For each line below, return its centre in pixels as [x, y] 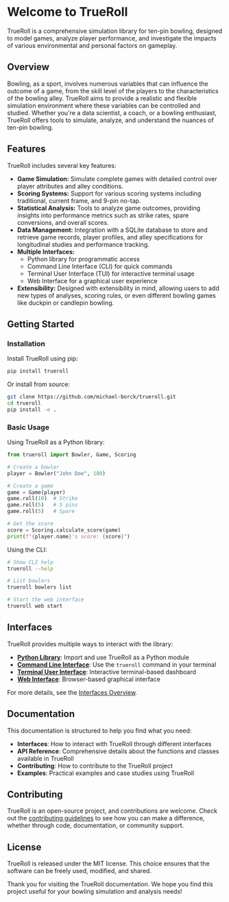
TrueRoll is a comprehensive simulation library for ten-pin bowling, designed [115, 31]
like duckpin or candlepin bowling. [65, 302]
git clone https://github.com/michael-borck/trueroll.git [92, 397]
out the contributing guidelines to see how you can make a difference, [106, 818]
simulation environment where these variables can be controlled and [104, 105]
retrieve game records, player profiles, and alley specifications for [110, 237]
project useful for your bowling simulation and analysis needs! [95, 892]
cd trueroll [24, 403]
